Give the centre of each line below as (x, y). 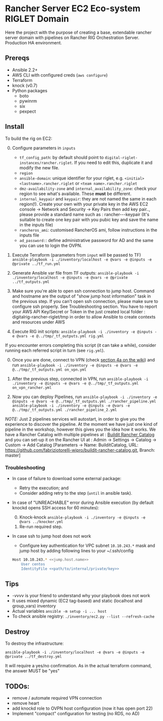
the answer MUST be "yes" (32, 671)
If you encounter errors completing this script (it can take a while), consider (81, 345)
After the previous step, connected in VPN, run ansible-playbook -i (80, 379)
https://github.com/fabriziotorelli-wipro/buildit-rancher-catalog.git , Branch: (80, 450)
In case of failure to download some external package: (67, 478)
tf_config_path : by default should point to (62, 157)
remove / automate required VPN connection (57, 698)
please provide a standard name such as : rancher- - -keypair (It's (84, 214)
